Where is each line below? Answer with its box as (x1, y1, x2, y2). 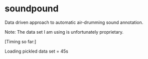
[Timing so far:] (4, 38, 36, 45)
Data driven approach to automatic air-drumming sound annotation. (4, 19, 144, 25)
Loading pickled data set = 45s (4, 48, 68, 54)
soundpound (4, 3, 59, 14)
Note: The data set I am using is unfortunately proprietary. (4, 29, 124, 35)
